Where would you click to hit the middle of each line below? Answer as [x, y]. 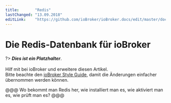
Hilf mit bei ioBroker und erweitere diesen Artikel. [57, 70]
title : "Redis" [28, 10]
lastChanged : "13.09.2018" [34, 15]
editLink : [16, 19]
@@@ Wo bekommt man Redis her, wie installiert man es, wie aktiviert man [84, 90]
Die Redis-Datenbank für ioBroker [78, 44]
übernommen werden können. [37, 80]
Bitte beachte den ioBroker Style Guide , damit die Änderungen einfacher [81, 75]
